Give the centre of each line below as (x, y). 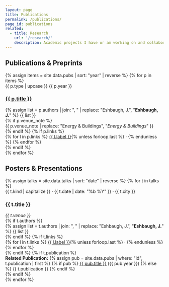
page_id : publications (29, 24)
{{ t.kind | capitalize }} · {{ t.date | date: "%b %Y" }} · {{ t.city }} (70, 191)
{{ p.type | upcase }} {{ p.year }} (39, 86)
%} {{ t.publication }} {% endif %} (40, 269)
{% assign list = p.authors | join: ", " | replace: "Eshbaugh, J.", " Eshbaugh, (82, 110)
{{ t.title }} (18, 204)
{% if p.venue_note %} (29, 120)
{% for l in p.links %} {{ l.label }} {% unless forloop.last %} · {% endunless (81, 136)
